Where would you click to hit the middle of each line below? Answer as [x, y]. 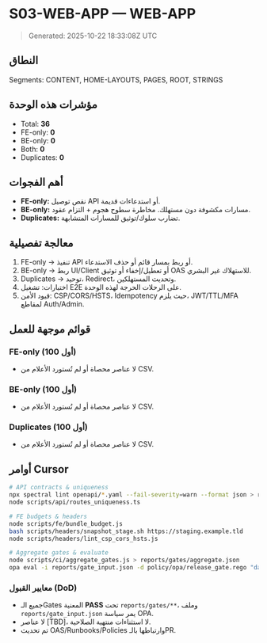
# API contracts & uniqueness [59, 488]
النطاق [24, 61]
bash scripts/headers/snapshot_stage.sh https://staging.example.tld [126, 531]
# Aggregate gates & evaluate [59, 553]
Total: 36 [35, 124]
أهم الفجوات [36, 182]
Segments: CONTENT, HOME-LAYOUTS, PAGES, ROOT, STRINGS [116, 79]
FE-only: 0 [38, 132]
